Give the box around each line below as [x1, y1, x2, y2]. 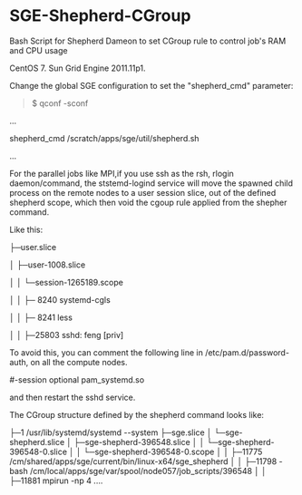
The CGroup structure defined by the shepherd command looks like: [9, 409, 265, 420]
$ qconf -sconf [31, 97, 89, 109]
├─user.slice [9, 241, 57, 252]
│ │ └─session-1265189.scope [9, 277, 124, 287]
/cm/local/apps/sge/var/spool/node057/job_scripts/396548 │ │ [30, 465, 268, 476]
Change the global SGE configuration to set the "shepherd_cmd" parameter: [9, 80, 294, 91]
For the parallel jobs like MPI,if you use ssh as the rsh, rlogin [9, 168, 234, 179]
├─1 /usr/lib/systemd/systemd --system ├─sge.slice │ [9, 427, 212, 438]
